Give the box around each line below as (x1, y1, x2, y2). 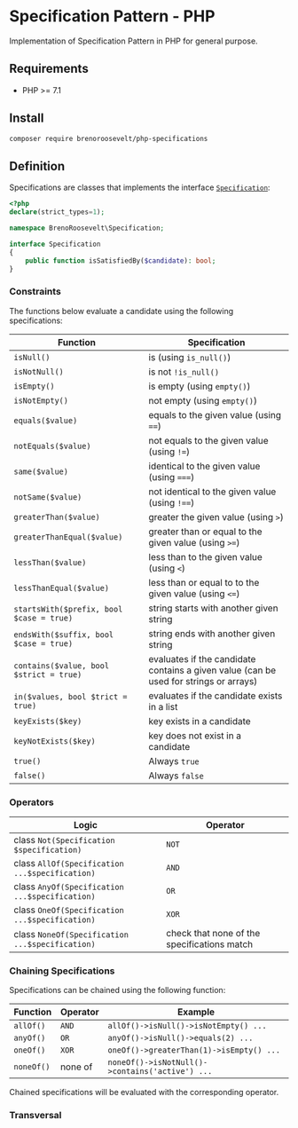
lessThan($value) (13, 557, 87, 567)
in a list (148, 700, 178, 713)
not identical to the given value (148, 485, 277, 498)
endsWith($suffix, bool (13, 629, 114, 640)
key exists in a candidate (148, 714, 251, 727)
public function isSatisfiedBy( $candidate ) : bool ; (25, 256, 216, 265)
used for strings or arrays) (148, 674, 258, 687)
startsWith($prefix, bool (13, 603, 123, 614)
